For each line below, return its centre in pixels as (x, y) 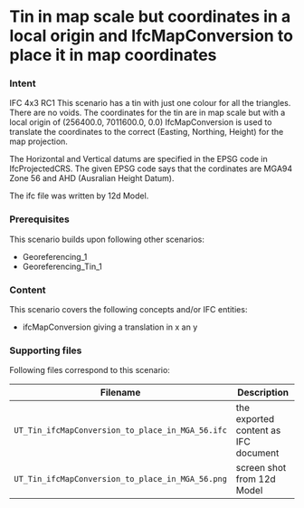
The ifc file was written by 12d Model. (79, 196)
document (257, 453)
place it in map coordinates (113, 55)
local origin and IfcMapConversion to (152, 36)
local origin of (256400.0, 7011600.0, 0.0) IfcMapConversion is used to (141, 122)
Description (263, 393)
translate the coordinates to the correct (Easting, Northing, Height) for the (147, 132)
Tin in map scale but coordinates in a (150, 17)
